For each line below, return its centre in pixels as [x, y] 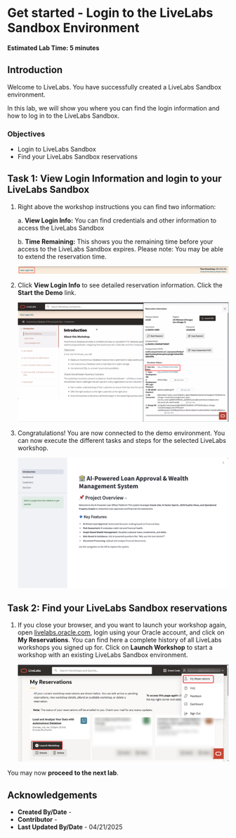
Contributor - [37, 820]
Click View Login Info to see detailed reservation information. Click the [120, 285]
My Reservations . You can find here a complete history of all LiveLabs [119, 640]
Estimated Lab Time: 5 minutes [53, 48]
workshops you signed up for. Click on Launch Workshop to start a [115, 648]
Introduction [35, 70]
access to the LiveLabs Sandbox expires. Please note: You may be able [120, 249]
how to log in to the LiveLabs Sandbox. [63, 115]
